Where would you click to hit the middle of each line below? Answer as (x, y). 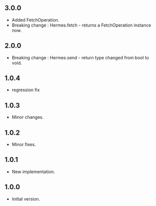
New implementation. (33, 172)
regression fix (26, 90)
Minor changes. (28, 117)
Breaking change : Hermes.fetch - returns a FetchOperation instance (81, 25)
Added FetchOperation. (35, 20)
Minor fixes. (24, 145)
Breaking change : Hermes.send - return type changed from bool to (80, 57)
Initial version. (26, 199)
